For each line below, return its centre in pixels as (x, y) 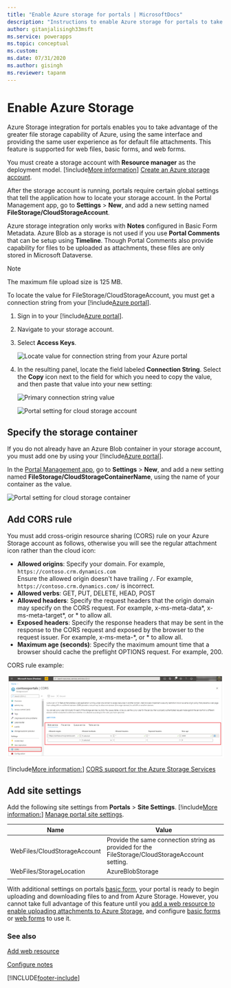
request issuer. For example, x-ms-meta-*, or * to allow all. (100, 638)
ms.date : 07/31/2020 (37, 59)
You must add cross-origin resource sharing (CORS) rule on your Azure (108, 536)
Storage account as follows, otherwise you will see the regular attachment (112, 543)
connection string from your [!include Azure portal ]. (79, 302)
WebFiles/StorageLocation (48, 871)
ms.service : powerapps (40, 37)
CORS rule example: (35, 665)
